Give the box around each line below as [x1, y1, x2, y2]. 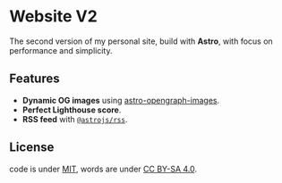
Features [9, 71, 60, 87]
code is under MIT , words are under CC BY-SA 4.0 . [9, 163, 198, 174]
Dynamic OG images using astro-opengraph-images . [21, 95, 220, 105]
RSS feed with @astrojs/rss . [21, 113, 128, 124]
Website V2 [9, 6, 98, 27]
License [9, 140, 55, 155]
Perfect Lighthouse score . [21, 104, 122, 115]
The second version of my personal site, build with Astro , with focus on [9, 36, 273, 46]
